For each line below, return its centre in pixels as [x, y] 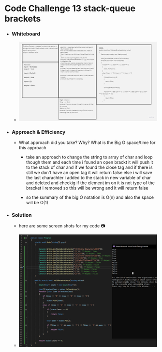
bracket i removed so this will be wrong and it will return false [87, 188]
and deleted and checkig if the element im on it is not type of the [90, 183]
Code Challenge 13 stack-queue [70, 8]
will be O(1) [37, 202]
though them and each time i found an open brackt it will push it [89, 162]
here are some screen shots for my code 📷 [62, 226]
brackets [23, 19]
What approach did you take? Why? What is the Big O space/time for [87, 142]
